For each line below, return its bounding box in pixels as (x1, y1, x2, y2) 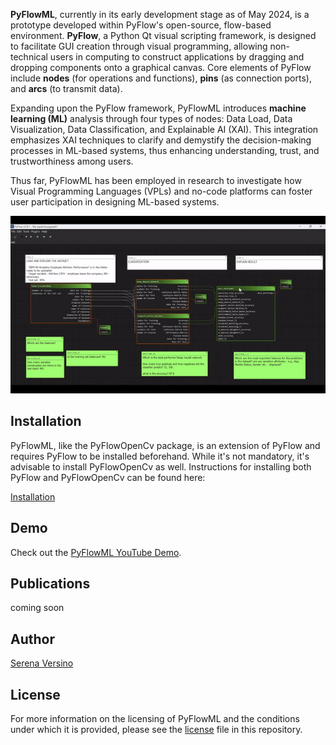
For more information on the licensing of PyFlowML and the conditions (10, 712, 300, 724)
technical (10, 51, 48, 63)
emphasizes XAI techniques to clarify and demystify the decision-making (10, 134, 312, 146)
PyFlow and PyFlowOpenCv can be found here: (10, 471, 206, 483)
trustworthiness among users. (10, 155, 134, 167)
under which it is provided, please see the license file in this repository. (10, 723, 303, 735)
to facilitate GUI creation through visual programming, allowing (10, 40, 268, 52)
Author (10, 630, 55, 648)
